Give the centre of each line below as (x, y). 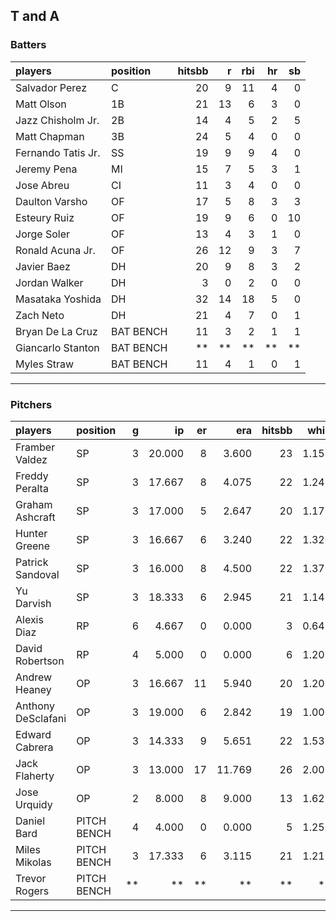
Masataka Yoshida (58, 299)
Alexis (29, 619)
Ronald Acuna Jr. (55, 250)
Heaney (33, 689)
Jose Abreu (42, 185)
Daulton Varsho (51, 201)
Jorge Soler (43, 234)
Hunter (31, 533)
